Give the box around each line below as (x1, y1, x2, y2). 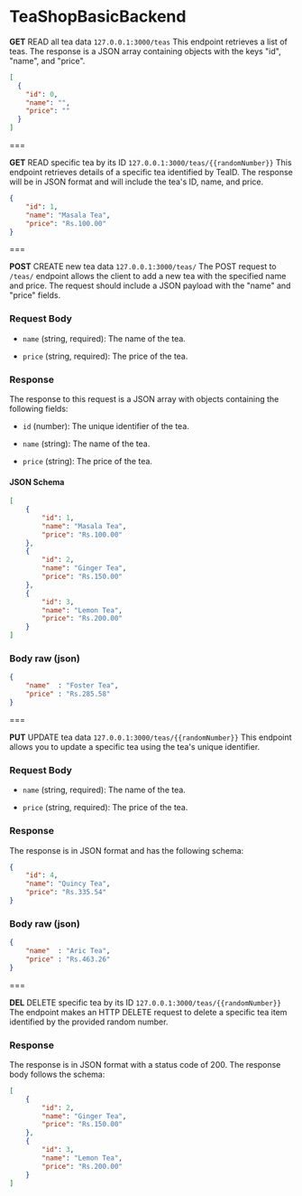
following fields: (9, 404, 69, 415)
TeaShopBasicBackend (9, 6, 187, 27)
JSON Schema (9, 476, 65, 487)
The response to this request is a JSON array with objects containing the (9, 394, 279, 405)
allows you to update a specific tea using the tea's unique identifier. (9, 741, 261, 752)
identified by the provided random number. (9, 1016, 169, 1027)
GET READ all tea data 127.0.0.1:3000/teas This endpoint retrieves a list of (9, 36, 288, 47)
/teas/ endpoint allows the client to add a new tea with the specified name (9, 271, 287, 282)
